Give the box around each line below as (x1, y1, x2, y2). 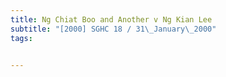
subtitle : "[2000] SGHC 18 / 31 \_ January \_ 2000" (10, 24, 217, 34)
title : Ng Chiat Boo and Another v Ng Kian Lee (10, 14, 213, 25)
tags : (10, 33, 33, 43)
